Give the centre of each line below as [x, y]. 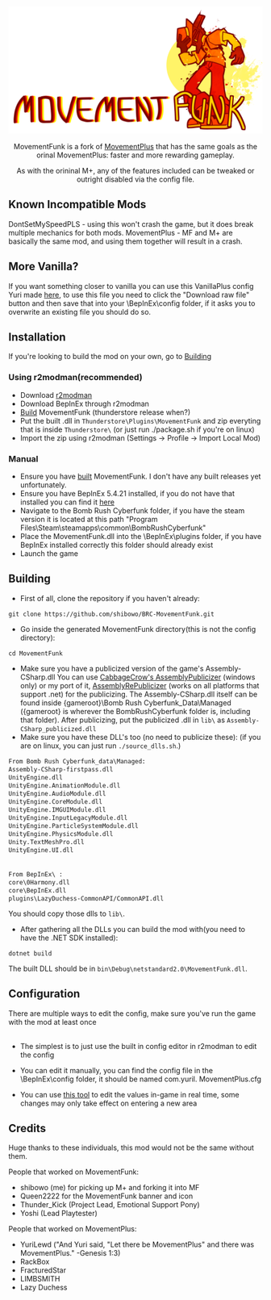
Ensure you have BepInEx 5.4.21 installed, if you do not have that [127, 494]
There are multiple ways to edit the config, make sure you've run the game [132, 1013]
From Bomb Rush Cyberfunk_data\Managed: [77, 761]
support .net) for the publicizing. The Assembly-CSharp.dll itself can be [139, 694]
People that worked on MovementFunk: [74, 1172]
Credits [27, 1129]
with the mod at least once [52, 1022]
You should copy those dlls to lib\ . [67, 913]
